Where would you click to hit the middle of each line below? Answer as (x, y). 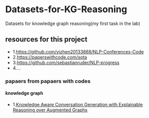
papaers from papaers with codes (48, 81)
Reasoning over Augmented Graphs (50, 110)
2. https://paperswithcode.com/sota (50, 57)
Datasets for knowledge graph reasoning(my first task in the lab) (73, 23)
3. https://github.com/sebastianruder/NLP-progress (66, 63)
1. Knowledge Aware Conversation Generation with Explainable (78, 104)
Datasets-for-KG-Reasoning (66, 9)
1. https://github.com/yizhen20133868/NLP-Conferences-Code (78, 51)
